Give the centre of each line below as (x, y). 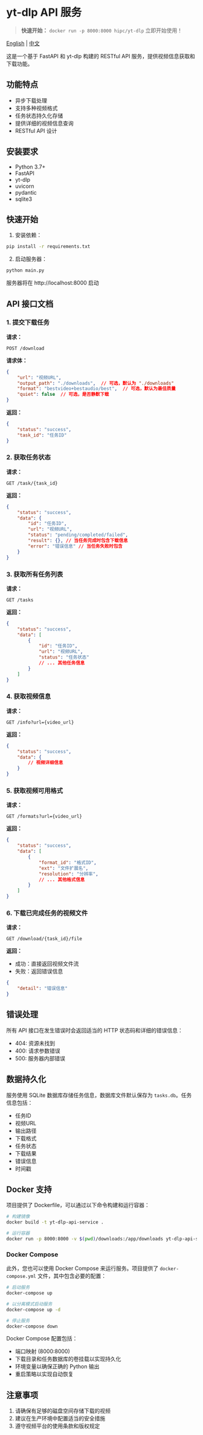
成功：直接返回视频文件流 (47, 964)
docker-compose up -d (34, 1310)
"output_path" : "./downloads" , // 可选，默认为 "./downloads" (95, 383)
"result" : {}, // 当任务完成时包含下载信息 (78, 541)
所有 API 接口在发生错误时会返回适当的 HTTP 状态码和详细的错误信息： (95, 1030)
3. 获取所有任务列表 (35, 574)
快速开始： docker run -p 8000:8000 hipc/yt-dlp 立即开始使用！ (102, 30)
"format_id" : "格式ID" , (67, 862)
